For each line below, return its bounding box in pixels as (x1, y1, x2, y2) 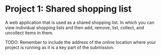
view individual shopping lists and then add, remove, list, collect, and (5, 24, 144, 30)
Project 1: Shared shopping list (5, 3, 132, 15)
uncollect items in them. (5, 30, 54, 36)
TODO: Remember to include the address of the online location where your (5, 39, 156, 45)
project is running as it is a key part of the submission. (5, 44, 114, 50)
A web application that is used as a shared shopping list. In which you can (5, 19, 155, 25)
